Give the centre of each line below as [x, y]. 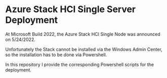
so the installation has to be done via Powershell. [56, 55]
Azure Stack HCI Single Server [71, 9]
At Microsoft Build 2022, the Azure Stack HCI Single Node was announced [83, 34]
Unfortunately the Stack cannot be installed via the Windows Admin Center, [84, 49]
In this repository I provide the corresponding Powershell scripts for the [80, 64]
